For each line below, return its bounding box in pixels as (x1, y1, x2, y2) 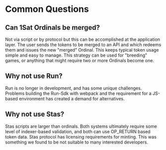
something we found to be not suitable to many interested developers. (5, 139, 149, 145)
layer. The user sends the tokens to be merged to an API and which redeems (5, 42, 162, 48)
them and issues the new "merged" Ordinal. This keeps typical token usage (5, 47, 159, 53)
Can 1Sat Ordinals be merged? (5, 23, 100, 32)
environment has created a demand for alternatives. (19, 95, 125, 101)
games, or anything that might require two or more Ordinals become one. (5, 58, 155, 63)
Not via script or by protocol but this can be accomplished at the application (5, 36, 160, 42)
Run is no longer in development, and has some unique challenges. (5, 85, 142, 91)
